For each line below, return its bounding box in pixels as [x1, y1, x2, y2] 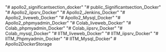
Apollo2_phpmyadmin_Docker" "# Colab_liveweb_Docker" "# [5, 20, 131, 26]
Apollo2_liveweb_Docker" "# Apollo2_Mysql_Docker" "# [5, 15, 121, 20]
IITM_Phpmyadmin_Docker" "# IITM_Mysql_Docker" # [5, 36, 116, 42]
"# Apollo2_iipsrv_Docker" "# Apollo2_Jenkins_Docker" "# [5, 9, 125, 15]
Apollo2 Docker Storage [5, 41, 52, 47]
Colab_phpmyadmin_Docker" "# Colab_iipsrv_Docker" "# [5, 25, 123, 31]
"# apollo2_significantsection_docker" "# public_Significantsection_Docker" [5, 4, 161, 10]
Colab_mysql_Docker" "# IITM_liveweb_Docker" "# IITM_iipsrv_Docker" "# [5, 31, 158, 36]
